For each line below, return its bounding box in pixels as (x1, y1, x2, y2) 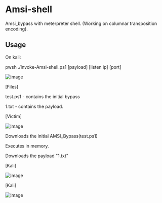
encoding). (5, 25, 28, 32)
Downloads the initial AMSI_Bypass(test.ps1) (5, 133, 98, 139)
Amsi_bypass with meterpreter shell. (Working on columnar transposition (5, 20, 157, 26)
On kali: (5, 54, 21, 60)
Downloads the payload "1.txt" (5, 153, 69, 159)
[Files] (5, 83, 19, 90)
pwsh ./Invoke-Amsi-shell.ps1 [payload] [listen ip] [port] (5, 64, 121, 70)
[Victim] (5, 113, 22, 119)
